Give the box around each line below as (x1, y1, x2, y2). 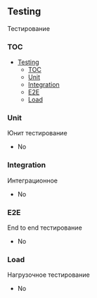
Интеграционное (7, 176, 58, 185)
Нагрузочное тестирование (7, 271, 90, 279)
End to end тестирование (7, 223, 82, 232)
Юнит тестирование (7, 129, 68, 137)
